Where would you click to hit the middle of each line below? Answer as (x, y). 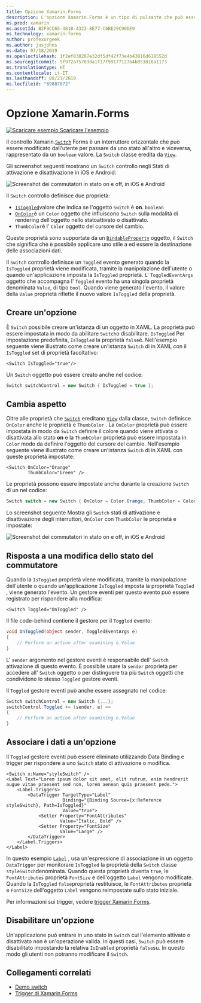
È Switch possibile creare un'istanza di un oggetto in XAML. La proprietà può (100, 327)
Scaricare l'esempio (84, 130)
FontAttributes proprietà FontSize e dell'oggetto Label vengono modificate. (100, 877)
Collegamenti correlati (49, 973)
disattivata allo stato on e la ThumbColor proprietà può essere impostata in (96, 438)
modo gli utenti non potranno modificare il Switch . (67, 954)
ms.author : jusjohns (32, 45)
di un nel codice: (27, 490)
